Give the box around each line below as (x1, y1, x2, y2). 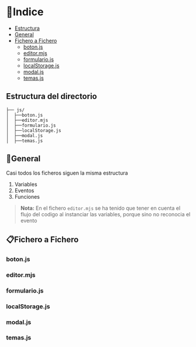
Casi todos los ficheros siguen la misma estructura (6, 169, 128, 176)
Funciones (14, 193, 40, 200)
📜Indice (6, 5, 44, 19)
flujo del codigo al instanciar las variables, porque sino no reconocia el (20, 210, 191, 217)
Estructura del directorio (6, 91, 98, 101)
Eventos (14, 187, 35, 194)
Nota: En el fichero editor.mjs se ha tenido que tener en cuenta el (20, 205, 181, 212)
